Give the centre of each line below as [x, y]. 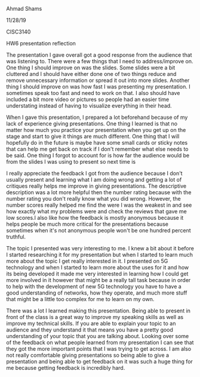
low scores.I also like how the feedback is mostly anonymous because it [95, 218]
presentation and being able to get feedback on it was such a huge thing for [99, 361]
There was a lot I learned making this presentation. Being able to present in [99, 311]
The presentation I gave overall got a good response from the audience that [99, 55]
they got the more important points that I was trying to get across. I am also [99, 349]
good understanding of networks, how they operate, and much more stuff [97, 293]
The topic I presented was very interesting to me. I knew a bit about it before [100, 248]
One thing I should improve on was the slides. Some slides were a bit [91, 68]
